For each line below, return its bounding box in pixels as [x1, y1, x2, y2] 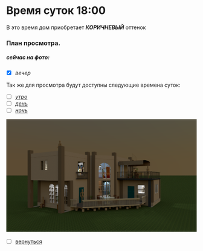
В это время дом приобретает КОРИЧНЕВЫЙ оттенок [6, 24, 146, 31]
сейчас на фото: [6, 54, 50, 61]
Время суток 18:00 [6, 4, 106, 18]
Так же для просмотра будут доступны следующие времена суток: [6, 81, 181, 89]
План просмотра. [6, 39, 60, 47]
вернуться [14, 238, 42, 245]
